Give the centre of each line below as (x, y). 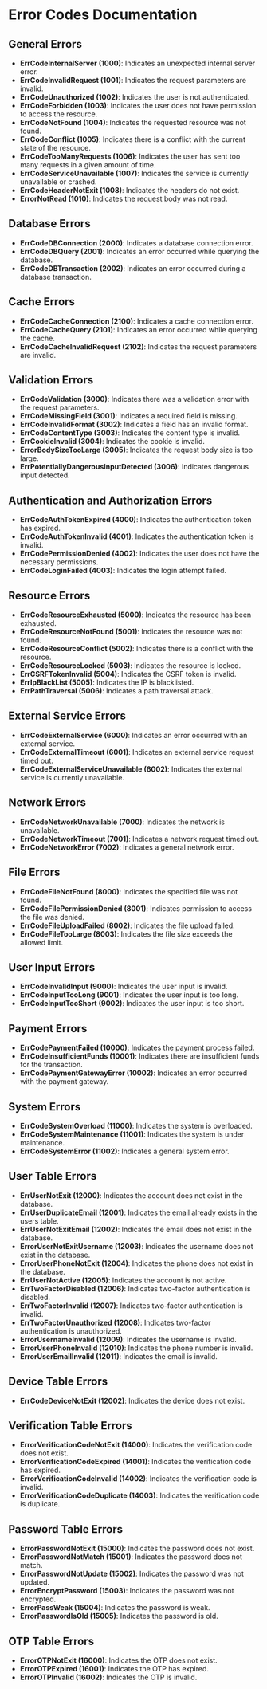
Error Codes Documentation (103, 15)
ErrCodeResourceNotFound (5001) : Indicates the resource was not (131, 632)
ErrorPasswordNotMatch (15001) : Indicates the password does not (131, 1557)
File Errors (34, 872)
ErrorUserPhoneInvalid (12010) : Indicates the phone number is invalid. (136, 1348)
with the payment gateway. (64, 1082)
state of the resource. (55, 148)
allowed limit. (41, 942)
